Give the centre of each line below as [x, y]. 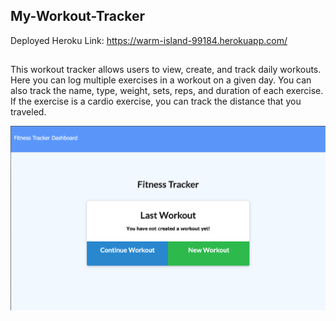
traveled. [28, 112]
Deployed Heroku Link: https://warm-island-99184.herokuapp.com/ [149, 40]
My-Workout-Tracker [78, 16]
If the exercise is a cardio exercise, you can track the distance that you [156, 101]
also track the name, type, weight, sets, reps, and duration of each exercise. [167, 91]
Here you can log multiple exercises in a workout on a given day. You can [161, 80]
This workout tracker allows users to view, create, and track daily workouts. [166, 70]
